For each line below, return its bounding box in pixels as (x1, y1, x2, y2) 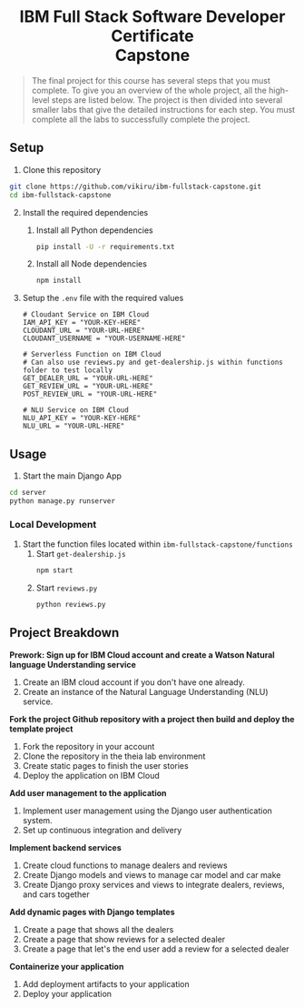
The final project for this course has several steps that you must (31, 75, 270, 86)
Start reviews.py (35, 582, 98, 593)
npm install (35, 276, 82, 286)
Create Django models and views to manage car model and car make (22, 869, 281, 880)
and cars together (22, 889, 90, 900)
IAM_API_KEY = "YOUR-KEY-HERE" (22, 318, 142, 328)
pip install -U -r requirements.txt (35, 242, 175, 251)
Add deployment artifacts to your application (22, 978, 191, 989)
